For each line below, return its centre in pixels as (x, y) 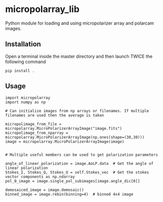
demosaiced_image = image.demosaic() (45, 190)
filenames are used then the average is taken (55, 115)
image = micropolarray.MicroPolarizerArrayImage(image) (65, 141)
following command (26, 62)
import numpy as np (26, 102)
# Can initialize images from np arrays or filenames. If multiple (77, 111)
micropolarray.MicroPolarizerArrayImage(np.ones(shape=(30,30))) (75, 137)
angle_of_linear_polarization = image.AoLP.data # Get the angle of (79, 163)
